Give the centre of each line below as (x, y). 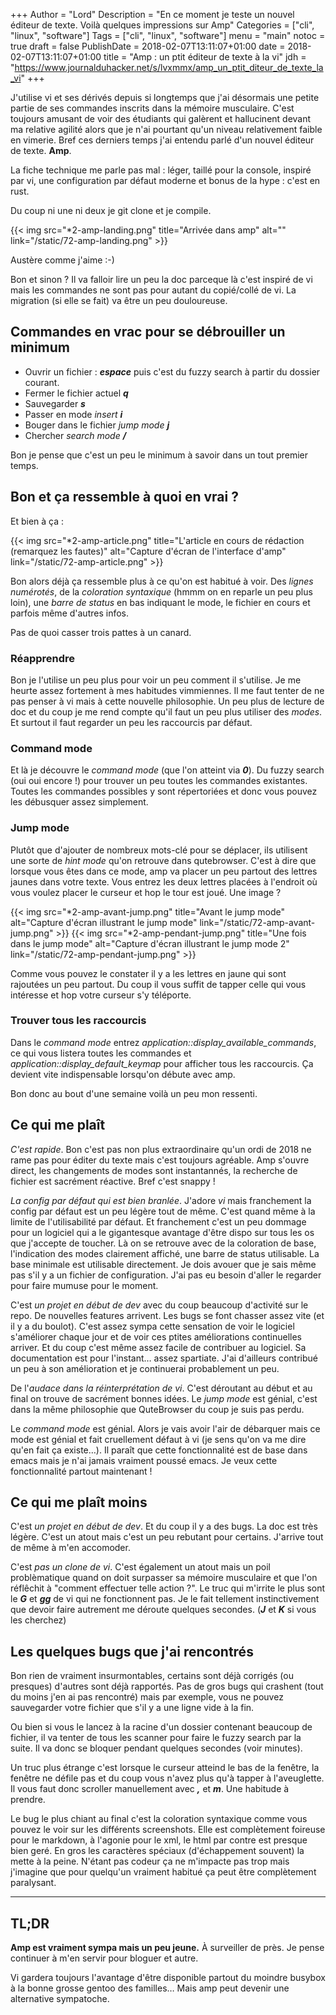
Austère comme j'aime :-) (62, 260)
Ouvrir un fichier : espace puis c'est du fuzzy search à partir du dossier (172, 371)
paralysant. (33, 1883)
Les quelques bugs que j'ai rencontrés (132, 1651)
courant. (42, 382)
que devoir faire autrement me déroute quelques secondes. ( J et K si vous (163, 1610)
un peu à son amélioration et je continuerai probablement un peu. (145, 1368)
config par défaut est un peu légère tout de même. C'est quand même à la (163, 1211)
